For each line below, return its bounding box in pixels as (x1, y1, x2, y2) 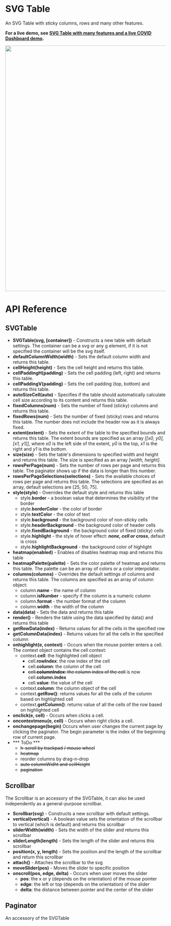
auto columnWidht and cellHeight (20, 761, 90, 767)
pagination (20, 766, 43, 773)
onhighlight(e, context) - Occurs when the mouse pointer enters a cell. (12, 642, 163, 648)
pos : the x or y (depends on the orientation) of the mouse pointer (20, 875, 157, 881)
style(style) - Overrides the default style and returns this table (12, 489, 144, 495)
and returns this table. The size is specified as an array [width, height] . (12, 456, 161, 463)
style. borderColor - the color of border (20, 505, 103, 512)
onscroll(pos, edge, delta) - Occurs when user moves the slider (12, 870, 148, 876)
